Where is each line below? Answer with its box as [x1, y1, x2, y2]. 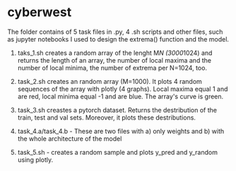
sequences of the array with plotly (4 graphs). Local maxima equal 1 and [17, 84, 228, 93]
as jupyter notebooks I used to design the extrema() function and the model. [7, 34, 230, 43]
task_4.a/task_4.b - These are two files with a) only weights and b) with [17, 127, 225, 135]
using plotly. [17, 156, 54, 164]
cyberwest [7, 4, 72, 20]
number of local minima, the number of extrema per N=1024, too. [17, 63, 207, 72]
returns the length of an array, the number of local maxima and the [17, 56, 212, 64]
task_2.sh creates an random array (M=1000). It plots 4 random [17, 77, 203, 85]
